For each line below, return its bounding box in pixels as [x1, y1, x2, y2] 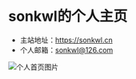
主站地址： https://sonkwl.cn [19, 35, 114, 45]
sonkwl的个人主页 [8, 7, 128, 26]
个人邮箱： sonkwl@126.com [19, 45, 114, 54]
